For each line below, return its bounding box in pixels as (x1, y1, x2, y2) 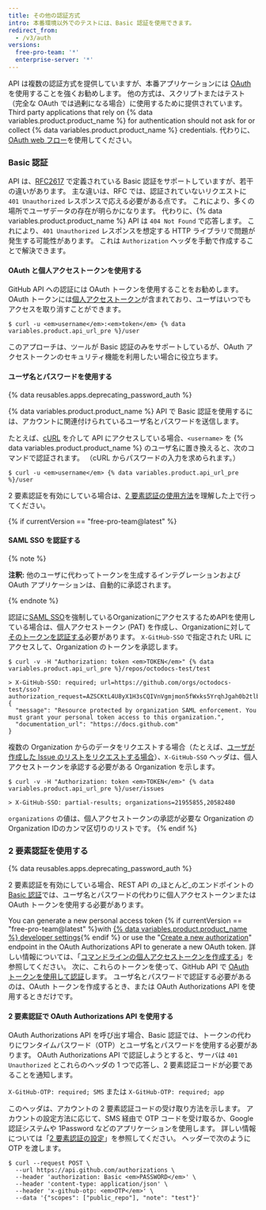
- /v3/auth (15, 33, 51, 42)
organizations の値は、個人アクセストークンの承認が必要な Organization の (8, 813, 255, 823)
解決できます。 (21, 246, 70, 255)
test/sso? (8, 686, 41, 693)
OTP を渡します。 (8, 1143, 66, 1153)
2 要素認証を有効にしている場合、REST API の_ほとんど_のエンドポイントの (8, 880, 255, 889)
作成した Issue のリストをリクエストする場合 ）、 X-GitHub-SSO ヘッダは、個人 (8, 751, 258, 762)
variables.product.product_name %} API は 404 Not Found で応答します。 (8, 216, 246, 226)
